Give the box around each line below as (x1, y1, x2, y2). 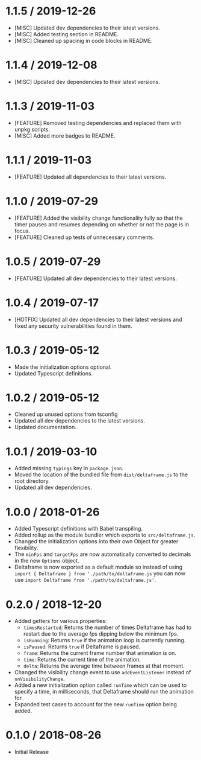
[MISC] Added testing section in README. (14, 30, 119, 37)
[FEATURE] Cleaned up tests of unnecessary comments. (14, 234, 155, 241)
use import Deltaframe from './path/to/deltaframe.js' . (14, 576, 156, 584)
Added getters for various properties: (14, 618, 107, 625)
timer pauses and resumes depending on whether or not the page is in (14, 220, 189, 228)
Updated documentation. (14, 424, 76, 431)
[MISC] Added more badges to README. (14, 132, 116, 139)
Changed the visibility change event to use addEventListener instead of (14, 669, 191, 676)
